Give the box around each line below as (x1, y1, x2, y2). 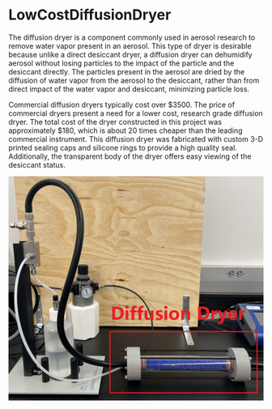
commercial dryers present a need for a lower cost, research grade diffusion (8, 108, 263, 118)
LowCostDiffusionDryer (8, 6, 172, 24)
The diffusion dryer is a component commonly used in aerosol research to (8, 32, 256, 42)
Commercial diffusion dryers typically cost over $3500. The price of (8, 100, 236, 109)
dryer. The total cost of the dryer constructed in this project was (8, 117, 223, 126)
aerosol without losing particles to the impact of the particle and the (8, 58, 235, 68)
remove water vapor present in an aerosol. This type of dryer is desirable (8, 40, 253, 50)
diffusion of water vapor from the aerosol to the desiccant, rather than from (8, 75, 260, 85)
